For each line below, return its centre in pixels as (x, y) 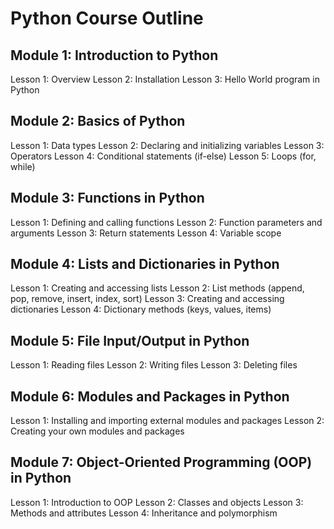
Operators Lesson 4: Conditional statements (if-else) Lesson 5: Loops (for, (163, 156)
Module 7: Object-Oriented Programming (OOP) (161, 462)
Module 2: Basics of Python (98, 121)
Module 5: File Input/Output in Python (130, 340)
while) (23, 166)
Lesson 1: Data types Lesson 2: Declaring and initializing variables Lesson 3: (167, 145)
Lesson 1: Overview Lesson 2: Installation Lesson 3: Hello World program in (165, 79)
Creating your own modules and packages (97, 431)
